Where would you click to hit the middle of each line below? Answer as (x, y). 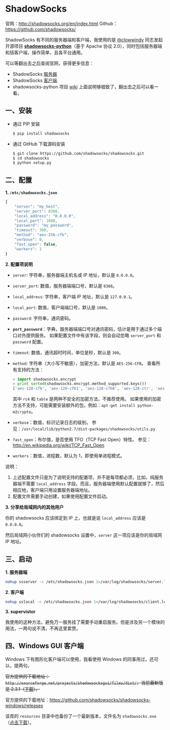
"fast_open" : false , (36, 244)
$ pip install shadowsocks (41, 133)
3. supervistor (20, 611)
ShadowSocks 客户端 (35, 80)
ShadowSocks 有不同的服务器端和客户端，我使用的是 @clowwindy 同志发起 (84, 40)
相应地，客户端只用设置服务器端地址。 (52, 490)
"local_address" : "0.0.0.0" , (45, 216)
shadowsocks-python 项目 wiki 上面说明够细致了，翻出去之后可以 (81, 86)
